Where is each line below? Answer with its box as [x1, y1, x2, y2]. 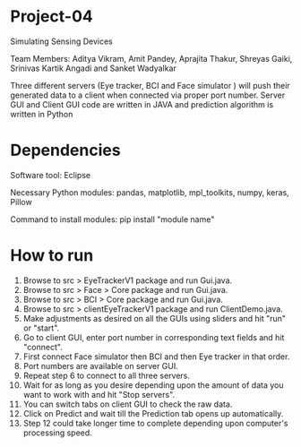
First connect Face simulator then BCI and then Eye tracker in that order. [22, 351, 290, 362]
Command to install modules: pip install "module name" [10, 213, 215, 225]
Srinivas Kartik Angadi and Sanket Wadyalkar [10, 63, 177, 73]
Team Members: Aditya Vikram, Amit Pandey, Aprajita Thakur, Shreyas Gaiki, [10, 53, 293, 64]
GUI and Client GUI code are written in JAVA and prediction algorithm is [10, 99, 274, 109]
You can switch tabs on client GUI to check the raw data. [22, 399, 233, 409]
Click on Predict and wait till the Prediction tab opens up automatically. [22, 408, 284, 418]
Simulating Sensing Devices [10, 36, 113, 47]
